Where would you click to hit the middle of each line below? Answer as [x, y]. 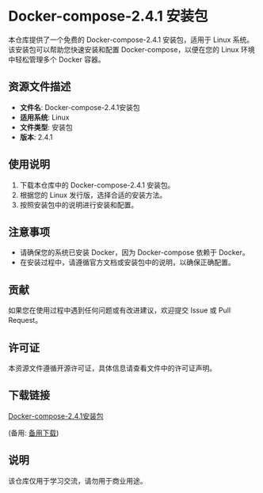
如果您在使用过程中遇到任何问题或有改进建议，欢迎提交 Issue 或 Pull [120, 310]
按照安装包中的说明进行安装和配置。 [79, 205]
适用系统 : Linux [44, 117]
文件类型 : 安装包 [46, 127]
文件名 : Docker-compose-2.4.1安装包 [80, 107]
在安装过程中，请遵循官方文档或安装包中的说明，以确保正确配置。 [127, 263]
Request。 [25, 320]
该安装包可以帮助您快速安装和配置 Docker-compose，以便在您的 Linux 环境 [131, 49]
